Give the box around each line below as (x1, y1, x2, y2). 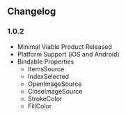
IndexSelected (27, 72, 70, 80)
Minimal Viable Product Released (17, 42, 113, 51)
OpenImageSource (27, 80, 82, 88)
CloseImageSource (27, 87, 83, 95)
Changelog (7, 6, 56, 17)
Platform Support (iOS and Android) (17, 50, 120, 58)
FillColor (27, 101, 52, 110)
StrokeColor (27, 94, 63, 103)
